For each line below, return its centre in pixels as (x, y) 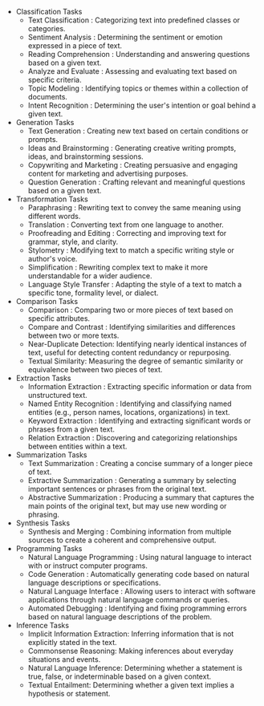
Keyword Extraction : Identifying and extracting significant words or (139, 421)
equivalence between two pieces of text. (95, 369)
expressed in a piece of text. (75, 46)
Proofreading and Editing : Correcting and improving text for (127, 233)
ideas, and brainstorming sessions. (86, 156)
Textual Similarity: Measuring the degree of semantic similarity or (135, 361)
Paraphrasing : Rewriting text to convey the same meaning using (134, 207)
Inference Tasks (43, 625)
